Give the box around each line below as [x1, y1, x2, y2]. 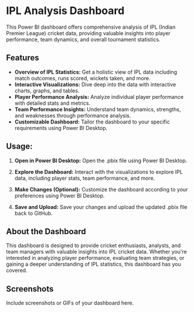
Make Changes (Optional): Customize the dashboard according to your [14, 186, 188, 193]
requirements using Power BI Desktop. [14, 124, 107, 131]
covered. [6, 267, 28, 274]
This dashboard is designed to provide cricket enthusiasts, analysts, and [6, 242, 181, 249]
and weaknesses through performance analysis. [14, 112, 131, 119]
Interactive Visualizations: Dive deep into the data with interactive [14, 81, 176, 88]
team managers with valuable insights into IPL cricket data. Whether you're [6, 248, 188, 255]
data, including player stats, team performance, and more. [14, 174, 155, 181]
